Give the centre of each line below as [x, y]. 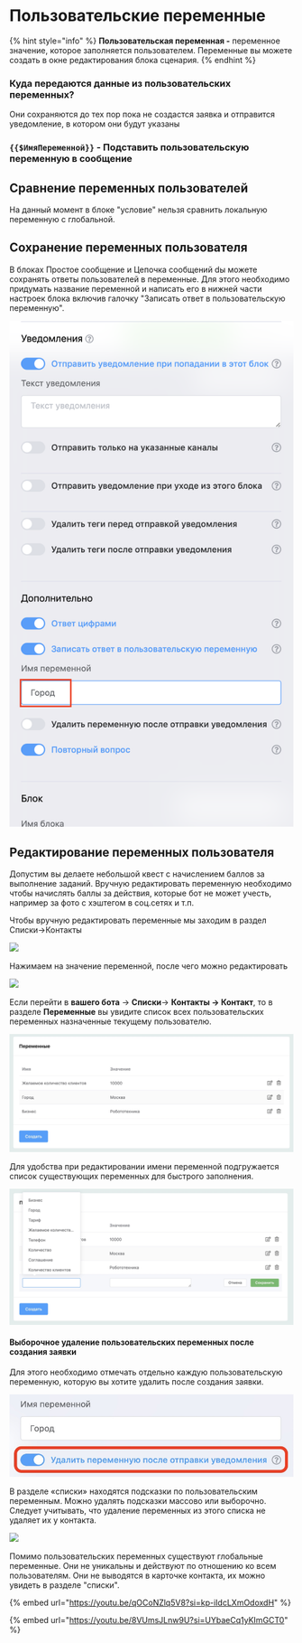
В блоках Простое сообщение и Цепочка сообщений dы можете [133, 269]
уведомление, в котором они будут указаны [95, 124]
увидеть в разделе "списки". [64, 1585]
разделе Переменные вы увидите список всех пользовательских [137, 1012]
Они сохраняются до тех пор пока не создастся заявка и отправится [142, 115]
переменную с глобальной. [62, 219]
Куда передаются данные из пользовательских [120, 83]
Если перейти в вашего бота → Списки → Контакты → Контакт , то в [141, 1002]
